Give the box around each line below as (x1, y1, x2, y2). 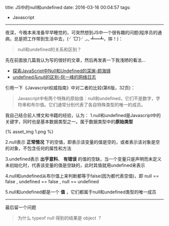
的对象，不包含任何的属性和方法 (5, 145, 71, 151)
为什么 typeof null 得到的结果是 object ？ (17, 215, 102, 221)
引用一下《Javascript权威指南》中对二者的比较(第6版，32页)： (5, 85, 135, 90)
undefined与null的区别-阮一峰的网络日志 (12, 74, 97, 80)
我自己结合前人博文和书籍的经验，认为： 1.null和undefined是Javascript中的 (5, 112, 161, 118)
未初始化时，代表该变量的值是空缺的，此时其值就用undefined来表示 (5, 162, 145, 168)
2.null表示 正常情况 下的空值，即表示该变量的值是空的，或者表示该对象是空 (5, 139, 160, 145)
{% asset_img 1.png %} (5, 129, 54, 135)
